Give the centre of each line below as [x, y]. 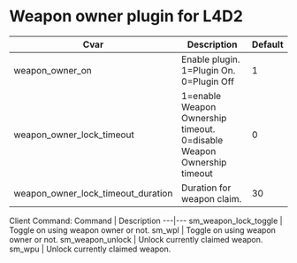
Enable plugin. [210, 59]
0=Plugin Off [207, 81]
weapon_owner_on [53, 70]
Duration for [206, 188]
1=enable [201, 96]
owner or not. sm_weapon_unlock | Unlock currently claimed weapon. [136, 239]
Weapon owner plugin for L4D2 [126, 16]
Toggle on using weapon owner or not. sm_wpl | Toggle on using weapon [143, 230]
